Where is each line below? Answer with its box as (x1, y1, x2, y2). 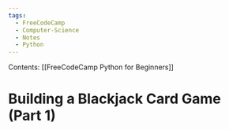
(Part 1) (8, 107, 57, 124)
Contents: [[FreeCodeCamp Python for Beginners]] (8, 62, 174, 72)
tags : (8, 11, 26, 20)
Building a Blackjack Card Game (8, 90, 221, 108)
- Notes (15, 33, 41, 42)
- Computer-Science (15, 26, 80, 34)
